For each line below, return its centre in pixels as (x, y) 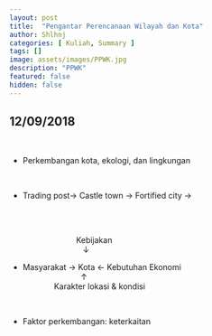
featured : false (40, 77)
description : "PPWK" (48, 69)
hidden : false (36, 85)
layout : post (34, 18)
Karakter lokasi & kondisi (100, 286)
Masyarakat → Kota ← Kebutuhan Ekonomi (102, 267)
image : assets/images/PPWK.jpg (68, 60)
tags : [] (26, 51)
